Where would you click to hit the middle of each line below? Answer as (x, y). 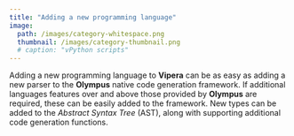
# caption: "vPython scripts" (73, 50)
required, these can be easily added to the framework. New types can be (143, 103)
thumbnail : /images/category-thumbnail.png (99, 42)
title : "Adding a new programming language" (93, 17)
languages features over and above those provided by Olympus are (133, 94)
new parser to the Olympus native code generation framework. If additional (147, 85)
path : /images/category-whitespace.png (91, 34)
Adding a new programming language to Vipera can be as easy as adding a (147, 75)
